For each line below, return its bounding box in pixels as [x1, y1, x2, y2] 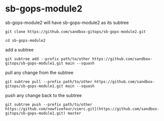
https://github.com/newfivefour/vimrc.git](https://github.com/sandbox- [5, 106, 160, 111]
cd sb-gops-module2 [5, 38, 46, 43]
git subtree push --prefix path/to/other [5, 102, 93, 107]
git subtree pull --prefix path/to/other [5, 79, 93, 84]
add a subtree [5, 46, 34, 52]
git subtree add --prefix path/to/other [5, 56, 91, 61]
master [67, 110, 81, 115]
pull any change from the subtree [5, 69, 74, 75]
